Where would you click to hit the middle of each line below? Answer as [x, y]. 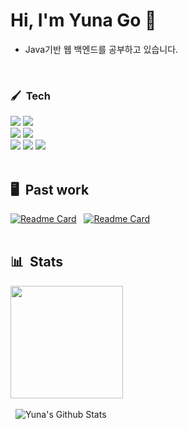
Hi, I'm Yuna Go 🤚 [83, 20]
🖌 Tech [30, 96]
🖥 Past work [50, 189]
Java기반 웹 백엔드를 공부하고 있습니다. [101, 49]
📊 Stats [37, 262]
